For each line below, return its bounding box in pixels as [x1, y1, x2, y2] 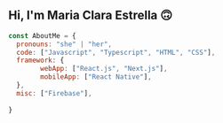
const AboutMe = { [8, 31, 76, 40]
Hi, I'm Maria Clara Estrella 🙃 [8, 8, 173, 23]
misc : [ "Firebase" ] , [16, 88, 92, 97]
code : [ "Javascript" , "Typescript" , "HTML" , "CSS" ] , [16, 48, 216, 57]
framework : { [16, 56, 65, 65]
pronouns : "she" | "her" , [16, 40, 113, 49]
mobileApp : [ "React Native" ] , [40, 73, 152, 81]
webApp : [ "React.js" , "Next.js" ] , [40, 65, 168, 73]
